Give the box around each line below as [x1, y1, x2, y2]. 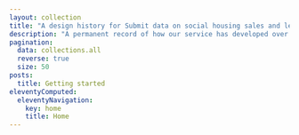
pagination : [9, 37, 53, 47]
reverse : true [17, 54, 69, 63]
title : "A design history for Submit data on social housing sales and [9, 21, 280, 30]
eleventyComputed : [9, 87, 77, 96]
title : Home [25, 112, 69, 121]
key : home [25, 104, 62, 113]
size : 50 [17, 63, 50, 72]
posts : [9, 71, 34, 80]
